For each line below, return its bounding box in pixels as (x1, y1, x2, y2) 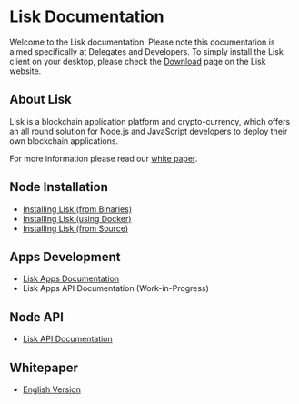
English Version (22, 384, 82, 395)
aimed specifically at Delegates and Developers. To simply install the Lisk (9, 45, 284, 56)
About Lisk (9, 92, 73, 107)
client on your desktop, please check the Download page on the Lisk (9, 56, 266, 66)
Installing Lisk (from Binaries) (22, 203, 133, 215)
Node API (9, 309, 64, 325)
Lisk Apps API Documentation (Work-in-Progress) (22, 283, 209, 294)
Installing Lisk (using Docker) (22, 213, 132, 224)
